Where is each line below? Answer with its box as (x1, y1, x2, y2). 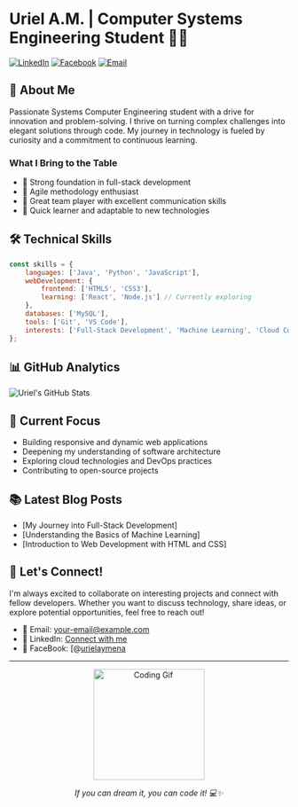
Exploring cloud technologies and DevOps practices (21, 456, 213, 466)
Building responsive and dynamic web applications (21, 437, 208, 448)
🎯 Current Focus (9, 413, 101, 428)
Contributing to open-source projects (21, 466, 159, 476)
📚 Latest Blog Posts (9, 492, 122, 507)
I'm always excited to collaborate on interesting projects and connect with (9, 588, 279, 599)
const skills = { (9, 260, 74, 269)
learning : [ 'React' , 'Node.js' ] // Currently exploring (41, 293, 252, 302)
